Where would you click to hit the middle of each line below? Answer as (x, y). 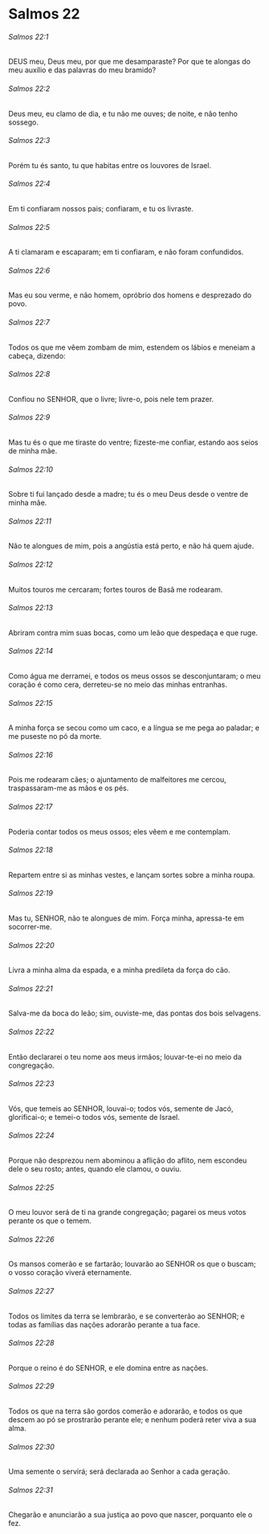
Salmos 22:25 (31, 1187)
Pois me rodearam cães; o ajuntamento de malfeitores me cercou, (117, 780)
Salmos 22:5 (29, 227)
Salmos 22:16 (31, 755)
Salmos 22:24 (31, 1135)
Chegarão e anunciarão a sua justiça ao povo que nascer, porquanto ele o (130, 1515)
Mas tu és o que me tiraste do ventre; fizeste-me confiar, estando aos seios (133, 442)
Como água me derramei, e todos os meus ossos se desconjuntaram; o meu (134, 676)
